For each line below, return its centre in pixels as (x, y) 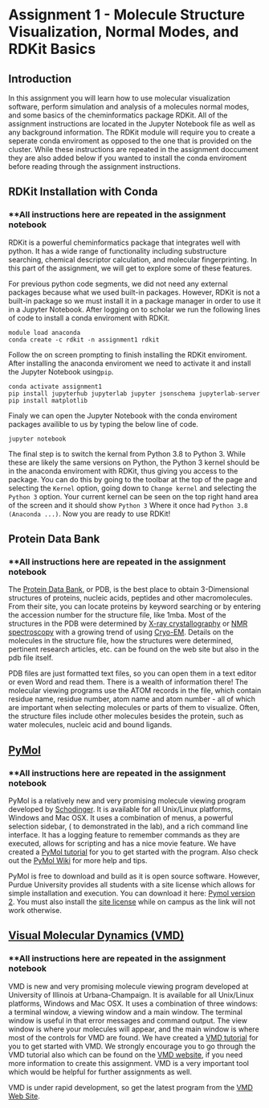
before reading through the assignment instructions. (94, 166)
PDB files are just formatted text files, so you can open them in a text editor (132, 673)
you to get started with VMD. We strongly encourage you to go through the (132, 1046)
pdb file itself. (31, 658)
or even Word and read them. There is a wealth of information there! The (128, 682)
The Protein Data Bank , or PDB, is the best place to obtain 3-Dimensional (129, 589)
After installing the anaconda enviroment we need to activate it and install (130, 363)
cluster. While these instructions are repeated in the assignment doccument (133, 149)
